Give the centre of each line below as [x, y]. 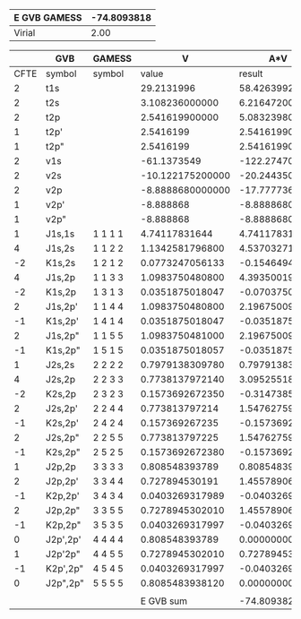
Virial [25, 33]
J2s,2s [60, 365]
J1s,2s [60, 248]
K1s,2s [61, 263]
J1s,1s [60, 234]
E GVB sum [164, 601]
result [251, 73]
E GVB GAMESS [48, 17]
